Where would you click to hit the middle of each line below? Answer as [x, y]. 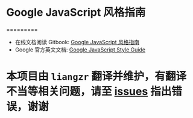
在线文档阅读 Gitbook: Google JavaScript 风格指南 [77, 42]
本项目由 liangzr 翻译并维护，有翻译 [96, 77]
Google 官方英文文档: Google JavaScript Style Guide [80, 50]
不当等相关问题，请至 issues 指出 [89, 92]
